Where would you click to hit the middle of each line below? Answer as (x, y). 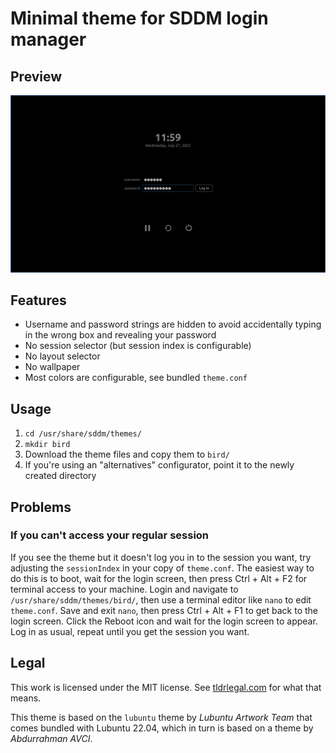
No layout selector (62, 356)
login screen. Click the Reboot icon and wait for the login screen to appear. (164, 621)
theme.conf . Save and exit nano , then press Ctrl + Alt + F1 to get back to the (164, 610)
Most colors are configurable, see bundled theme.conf (136, 378)
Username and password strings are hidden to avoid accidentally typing (173, 324)
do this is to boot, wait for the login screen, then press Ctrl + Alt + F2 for (159, 578)
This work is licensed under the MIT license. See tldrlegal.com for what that (166, 687)
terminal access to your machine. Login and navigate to (124, 589)
